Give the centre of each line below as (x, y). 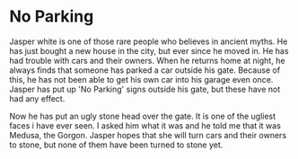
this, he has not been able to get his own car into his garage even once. (141, 79)
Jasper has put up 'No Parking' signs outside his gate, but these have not (145, 89)
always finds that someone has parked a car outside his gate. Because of (145, 70)
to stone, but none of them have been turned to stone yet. (116, 145)
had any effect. (37, 98)
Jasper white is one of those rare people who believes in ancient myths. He (149, 41)
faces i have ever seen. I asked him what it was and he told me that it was (145, 125)
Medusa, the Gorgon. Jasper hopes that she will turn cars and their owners (148, 135)
